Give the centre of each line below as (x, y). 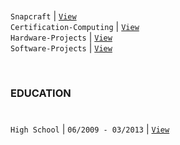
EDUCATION (41, 93)
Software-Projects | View (61, 48)
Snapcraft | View (43, 16)
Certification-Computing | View (75, 27)
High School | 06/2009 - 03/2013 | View (90, 129)
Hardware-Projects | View (61, 37)
